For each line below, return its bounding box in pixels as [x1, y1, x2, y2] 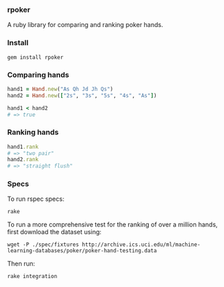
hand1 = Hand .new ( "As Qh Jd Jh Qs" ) [7, 85, 113, 92]
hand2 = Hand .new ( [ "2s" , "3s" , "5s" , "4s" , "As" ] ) [7, 92, 157, 99]
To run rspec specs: [7, 195, 65, 203]
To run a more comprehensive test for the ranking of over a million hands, [7, 220, 218, 229]
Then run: [7, 259, 35, 268]
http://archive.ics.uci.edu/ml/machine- [81, 241, 200, 248]
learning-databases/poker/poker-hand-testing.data [7, 247, 157, 254]
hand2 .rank [7, 156, 39, 163]
